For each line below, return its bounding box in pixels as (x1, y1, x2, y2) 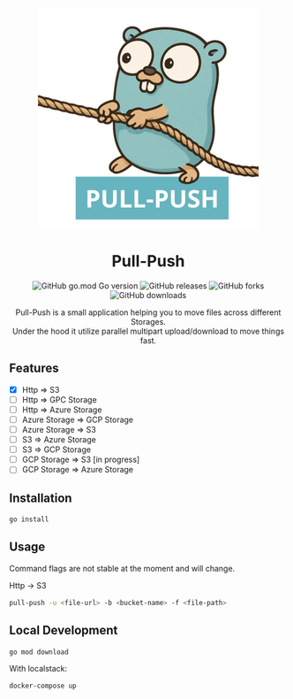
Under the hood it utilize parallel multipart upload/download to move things (11, 326, 285, 336)
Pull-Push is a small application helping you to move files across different (15, 307, 282, 318)
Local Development (9, 623, 118, 638)
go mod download (9, 648, 69, 657)
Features (9, 361, 59, 376)
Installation (9, 490, 72, 505)
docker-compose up (9, 681, 77, 691)
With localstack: (9, 664, 68, 674)
